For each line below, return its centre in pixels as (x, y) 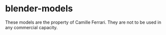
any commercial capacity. (32, 27)
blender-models (39, 9)
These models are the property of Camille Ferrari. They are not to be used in (83, 22)
